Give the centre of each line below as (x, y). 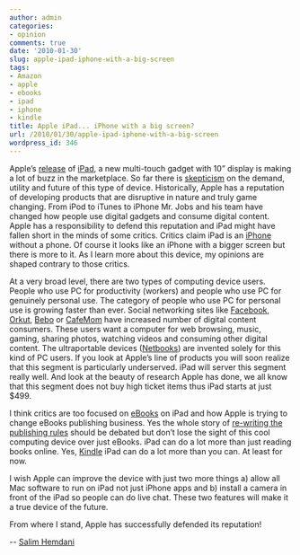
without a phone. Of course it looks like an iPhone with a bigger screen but (147, 244)
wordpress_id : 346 (44, 143)
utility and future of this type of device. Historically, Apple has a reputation (147, 187)
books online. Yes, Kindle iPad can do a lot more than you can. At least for (146, 451)
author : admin (36, 18)
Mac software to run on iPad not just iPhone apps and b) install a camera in (148, 488)
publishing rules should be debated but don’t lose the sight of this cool (140, 432)
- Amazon (26, 76)
